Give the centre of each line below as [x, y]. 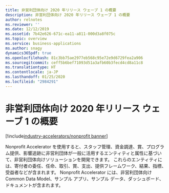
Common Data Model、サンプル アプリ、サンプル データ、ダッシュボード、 [84, 179]
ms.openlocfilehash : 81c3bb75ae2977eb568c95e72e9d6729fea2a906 [74, 58]
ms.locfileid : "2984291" [32, 82]
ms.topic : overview [26, 39]
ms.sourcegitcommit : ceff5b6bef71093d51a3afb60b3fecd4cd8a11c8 [74, 63]
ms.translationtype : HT [31, 67]
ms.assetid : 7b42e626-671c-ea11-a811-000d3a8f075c [60, 34]
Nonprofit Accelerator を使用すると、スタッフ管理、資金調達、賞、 [76, 146]
